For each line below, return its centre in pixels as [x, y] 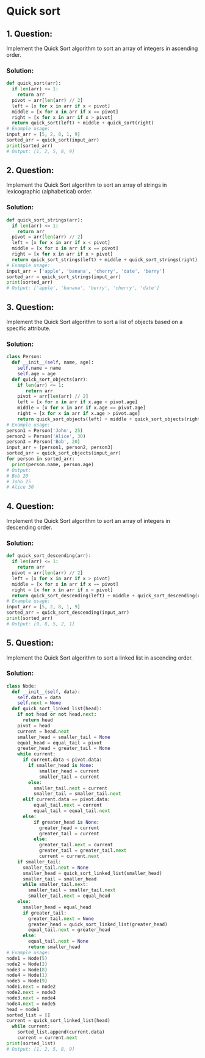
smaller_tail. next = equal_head [70, 896]
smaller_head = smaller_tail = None [64, 737]
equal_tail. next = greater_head [70, 930]
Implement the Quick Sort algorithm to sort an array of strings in [87, 185]
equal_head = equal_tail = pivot [60, 743]
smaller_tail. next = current [70, 788]
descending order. [29, 527]
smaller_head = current [69, 771]
